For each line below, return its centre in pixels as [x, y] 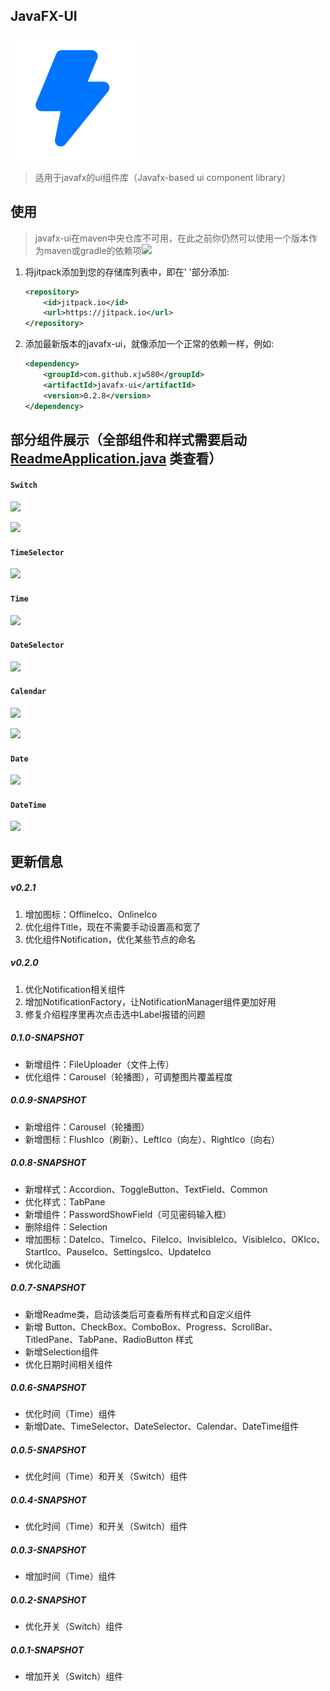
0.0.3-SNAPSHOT [48, 1550]
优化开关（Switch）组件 [74, 1626]
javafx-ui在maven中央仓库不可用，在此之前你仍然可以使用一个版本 [172, 238]
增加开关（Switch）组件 [74, 1676]
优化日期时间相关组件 [68, 1364]
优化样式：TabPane [65, 1201]
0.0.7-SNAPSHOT [48, 1288]
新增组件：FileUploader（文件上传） [99, 1064]
